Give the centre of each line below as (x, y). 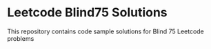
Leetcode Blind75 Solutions (87, 13)
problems (21, 38)
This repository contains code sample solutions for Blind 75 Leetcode (106, 31)
